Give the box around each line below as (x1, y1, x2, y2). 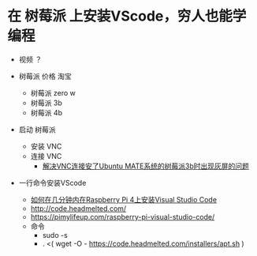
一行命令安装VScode (18, 178, 87, 187)
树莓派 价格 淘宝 (18, 71, 72, 81)
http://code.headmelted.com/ (30, 203, 127, 213)
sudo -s (42, 230, 68, 239)
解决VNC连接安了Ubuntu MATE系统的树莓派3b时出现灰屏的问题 (42, 161, 249, 171)
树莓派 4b (30, 107, 63, 117)
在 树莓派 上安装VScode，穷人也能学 (7, 7, 247, 25)
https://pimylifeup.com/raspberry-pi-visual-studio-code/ (30, 212, 215, 221)
